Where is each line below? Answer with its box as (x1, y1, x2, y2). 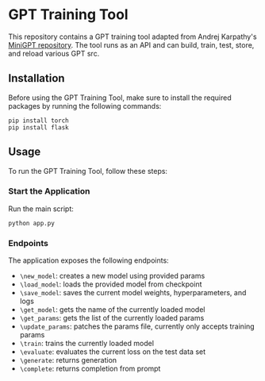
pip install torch (8, 117, 69, 125)
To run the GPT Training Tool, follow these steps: (8, 166, 168, 175)
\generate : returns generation (19, 356, 117, 365)
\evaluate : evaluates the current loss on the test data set (19, 347, 206, 356)
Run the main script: (8, 204, 74, 214)
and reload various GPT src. (8, 48, 100, 58)
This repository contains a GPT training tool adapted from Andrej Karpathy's (8, 32, 257, 41)
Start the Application (8, 186, 90, 197)
